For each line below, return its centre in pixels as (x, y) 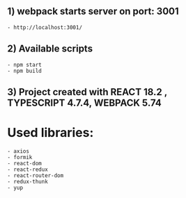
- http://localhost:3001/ (45, 27)
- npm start (24, 65)
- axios (18, 151)
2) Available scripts (50, 49)
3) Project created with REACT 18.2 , (87, 92)
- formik (20, 157)
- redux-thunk (28, 181)
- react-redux (28, 170)
